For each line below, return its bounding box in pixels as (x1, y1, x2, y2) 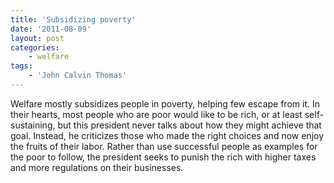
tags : (10, 61, 33, 71)
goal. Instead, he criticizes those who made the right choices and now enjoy (10, 129, 325, 141)
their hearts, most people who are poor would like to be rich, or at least (10, 108, 303, 120)
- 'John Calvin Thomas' (28, 71, 128, 81)
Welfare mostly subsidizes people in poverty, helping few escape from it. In (10, 97, 320, 110)
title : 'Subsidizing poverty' (10, 14, 137, 25)
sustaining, (10, 119, 56, 131)
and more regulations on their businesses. (10, 161, 184, 173)
